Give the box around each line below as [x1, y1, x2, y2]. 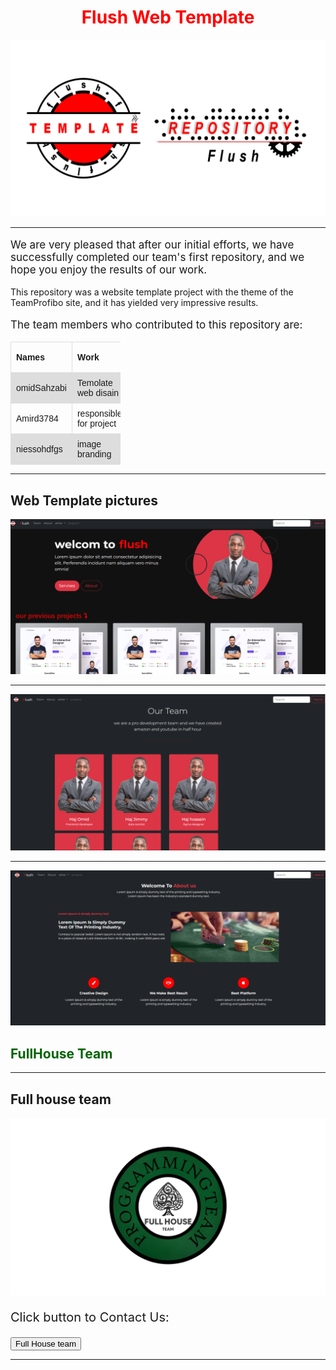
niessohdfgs [16, 444, 63, 455]
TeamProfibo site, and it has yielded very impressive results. [10, 297, 259, 309]
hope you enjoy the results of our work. [10, 263, 208, 277]
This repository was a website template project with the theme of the [10, 286, 294, 298]
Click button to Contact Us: [10, 1309, 170, 1325]
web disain [76, 387, 120, 399]
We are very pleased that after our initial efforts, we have [10, 238, 295, 252]
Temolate [76, 377, 113, 389]
